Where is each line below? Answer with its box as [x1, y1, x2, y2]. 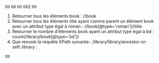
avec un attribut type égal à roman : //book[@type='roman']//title [12, 23, 142, 29]
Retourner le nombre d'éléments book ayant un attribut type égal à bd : [12, 29, 154, 34]
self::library [12, 44, 35, 49]
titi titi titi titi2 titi [5, 4, 37, 9]
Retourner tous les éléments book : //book [12, 13, 96, 19]
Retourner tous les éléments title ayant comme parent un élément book [12, 18, 154, 24]
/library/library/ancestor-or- [92, 39, 147, 45]
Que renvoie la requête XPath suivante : [12, 39, 92, 45]
